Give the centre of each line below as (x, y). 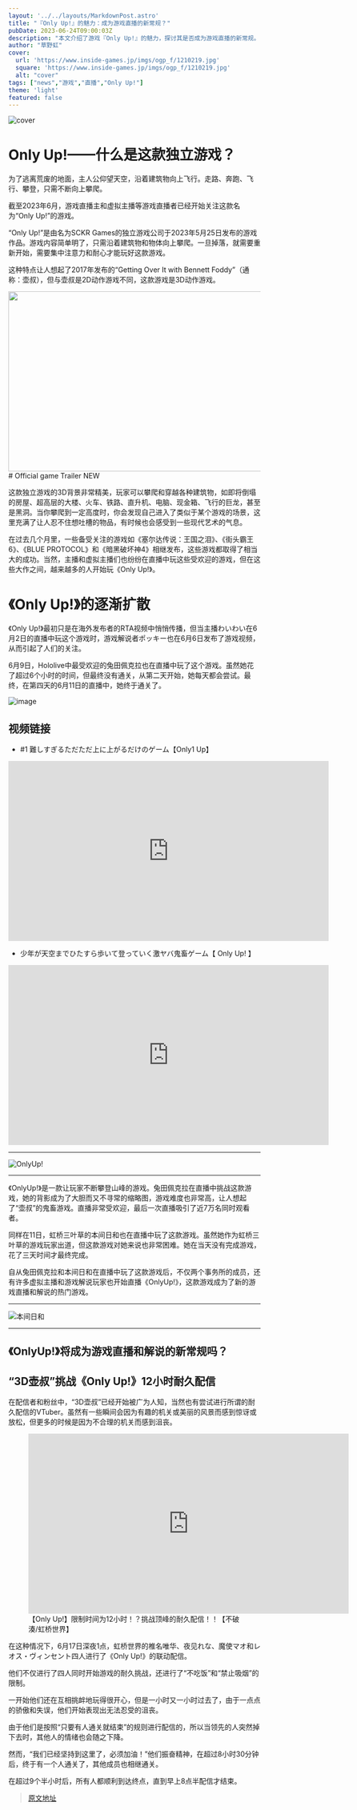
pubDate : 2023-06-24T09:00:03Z (60, 30)
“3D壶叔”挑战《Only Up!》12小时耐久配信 (112, 1381)
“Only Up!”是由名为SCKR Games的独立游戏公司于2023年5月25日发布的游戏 (133, 233)
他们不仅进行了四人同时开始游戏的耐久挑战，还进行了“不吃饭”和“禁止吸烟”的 (134, 1673)
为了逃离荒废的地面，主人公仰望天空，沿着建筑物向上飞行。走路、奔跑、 (127, 179)
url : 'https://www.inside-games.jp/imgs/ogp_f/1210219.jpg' (118, 61)
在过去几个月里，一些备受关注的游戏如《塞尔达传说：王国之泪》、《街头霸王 (131, 539)
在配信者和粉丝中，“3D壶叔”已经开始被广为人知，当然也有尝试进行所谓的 (128, 1402)
